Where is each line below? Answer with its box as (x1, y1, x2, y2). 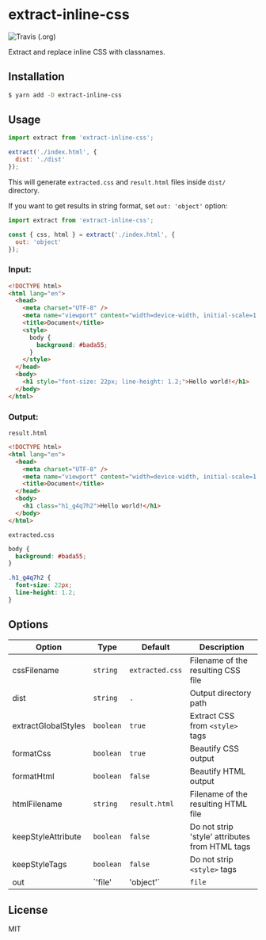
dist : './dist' (15, 156, 66, 164)
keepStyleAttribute (12, 831, 82, 842)
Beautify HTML (189, 766, 246, 777)
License (8, 903, 48, 916)
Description (199, 641, 245, 653)
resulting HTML (189, 798, 248, 809)
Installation (8, 70, 65, 84)
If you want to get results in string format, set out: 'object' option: (8, 200, 228, 211)
